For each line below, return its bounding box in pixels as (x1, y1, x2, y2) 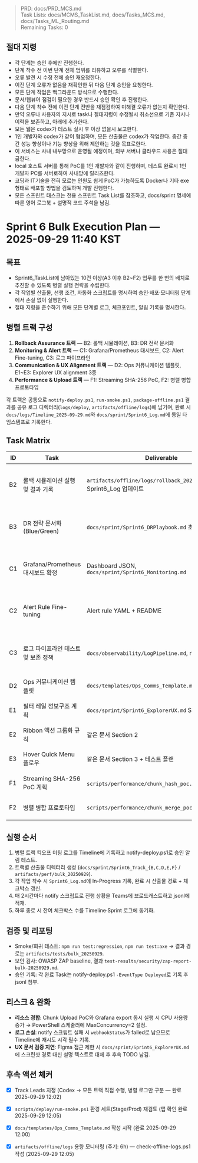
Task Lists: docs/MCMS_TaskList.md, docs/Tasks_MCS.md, (20, 11, 166, 18)
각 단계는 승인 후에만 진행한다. (14, 59, 84, 66)
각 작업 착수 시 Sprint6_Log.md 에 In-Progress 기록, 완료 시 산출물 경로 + (14, 878, 183, 885)
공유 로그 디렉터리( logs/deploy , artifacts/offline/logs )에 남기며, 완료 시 (16, 403, 192, 410)
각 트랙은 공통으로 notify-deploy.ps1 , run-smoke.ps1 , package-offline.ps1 (6, 396, 184, 403)
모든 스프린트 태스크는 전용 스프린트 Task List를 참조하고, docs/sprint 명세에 (14, 192, 192, 199)
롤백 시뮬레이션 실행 (23, 477, 75, 485)
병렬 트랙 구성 (6, 322, 53, 332)
